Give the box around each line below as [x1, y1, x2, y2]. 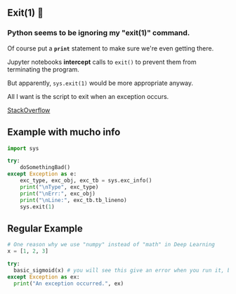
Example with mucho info [7, 126, 121, 138]
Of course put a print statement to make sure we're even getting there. [7, 44, 214, 53]
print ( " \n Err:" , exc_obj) [20, 190, 96, 197]
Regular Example [7, 222, 83, 234]
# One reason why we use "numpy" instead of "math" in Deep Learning [7, 241, 216, 248]
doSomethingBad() [20, 164, 71, 171]
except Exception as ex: [7, 273, 80, 281]
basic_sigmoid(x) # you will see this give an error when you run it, [13, 267, 225, 274]
